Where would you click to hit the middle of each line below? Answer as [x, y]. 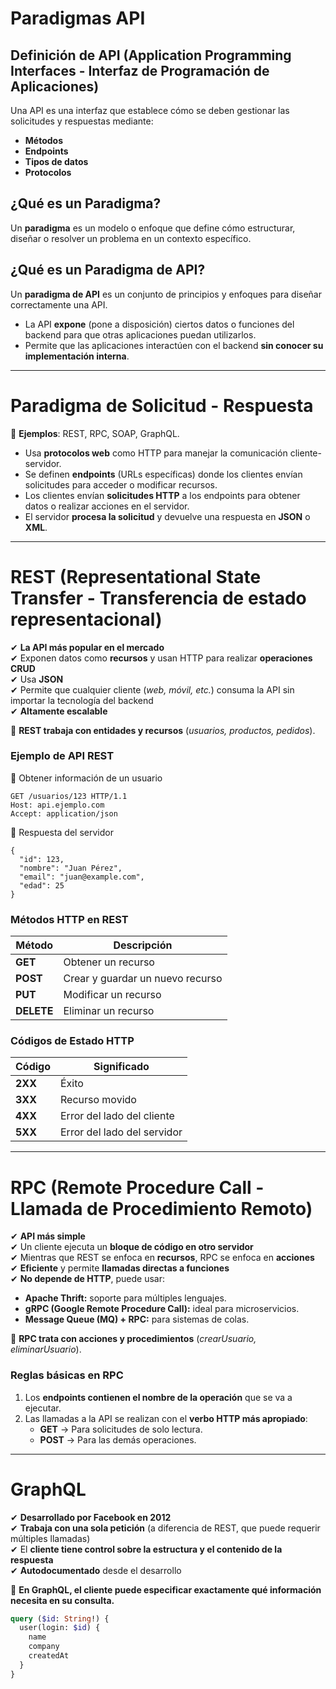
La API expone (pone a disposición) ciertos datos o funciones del [159, 324]
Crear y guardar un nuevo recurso [143, 979]
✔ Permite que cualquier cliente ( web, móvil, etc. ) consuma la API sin [152, 689]
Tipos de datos [56, 161]
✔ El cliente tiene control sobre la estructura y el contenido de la [146, 1549]
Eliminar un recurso [109, 1011]
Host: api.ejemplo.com [57, 805]
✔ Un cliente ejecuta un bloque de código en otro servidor [132, 1247]
